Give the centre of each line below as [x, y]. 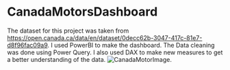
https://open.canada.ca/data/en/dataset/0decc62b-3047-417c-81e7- [105, 37]
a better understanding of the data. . [90, 59]
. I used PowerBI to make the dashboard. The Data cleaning [131, 45]
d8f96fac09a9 [27, 45]
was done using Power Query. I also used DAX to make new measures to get [115, 52]
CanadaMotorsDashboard [82, 12]
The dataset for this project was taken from [68, 31]
